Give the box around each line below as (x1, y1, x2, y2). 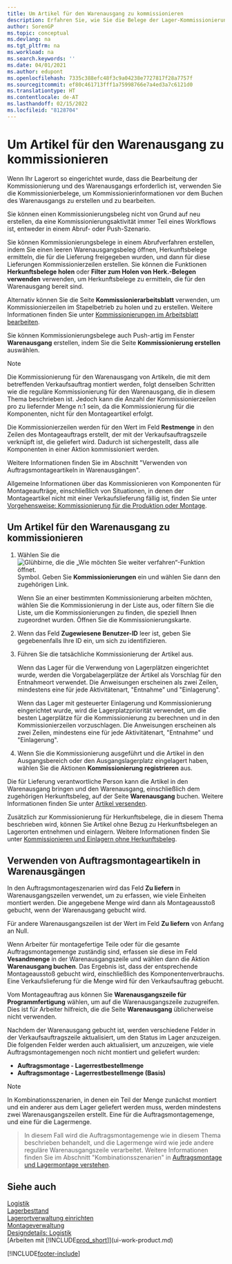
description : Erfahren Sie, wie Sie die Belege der (7, 17, 159, 24)
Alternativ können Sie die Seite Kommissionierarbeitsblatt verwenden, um (7, 295, 220, 304)
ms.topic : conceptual (7, 29, 70, 37)
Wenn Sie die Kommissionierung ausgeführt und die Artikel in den (17, 749, 204, 757)
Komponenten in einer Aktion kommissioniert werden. (7, 445, 160, 453)
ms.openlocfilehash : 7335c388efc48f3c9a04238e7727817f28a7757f (7, 74, 193, 82)
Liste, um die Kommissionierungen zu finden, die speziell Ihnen (17, 608, 197, 617)
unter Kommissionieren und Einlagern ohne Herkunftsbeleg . (7, 834, 177, 843)
